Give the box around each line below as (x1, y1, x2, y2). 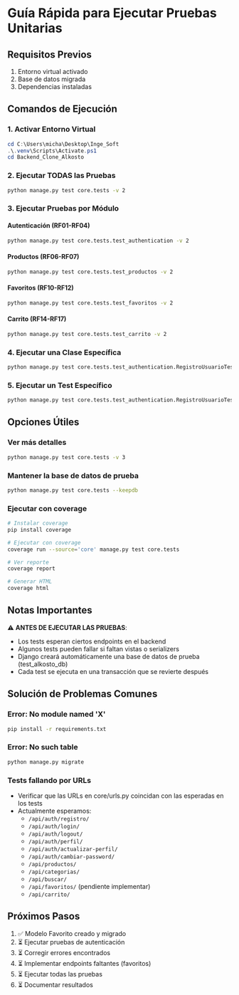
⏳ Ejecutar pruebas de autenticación (17, 937, 125, 946)
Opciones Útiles (7, 416, 80, 428)
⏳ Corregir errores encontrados (17, 948, 111, 957)
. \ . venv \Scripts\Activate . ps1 (7, 147, 97, 154)
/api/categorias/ (28, 868, 80, 875)
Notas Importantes (7, 604, 92, 616)
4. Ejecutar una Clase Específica (7, 347, 122, 357)
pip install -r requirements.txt (7, 725, 107, 732)
